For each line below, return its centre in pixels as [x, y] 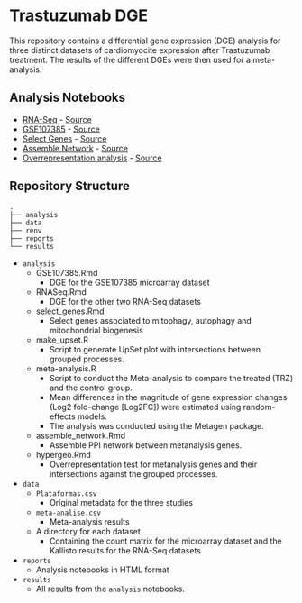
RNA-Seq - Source [57, 119]
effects [62, 416]
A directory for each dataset [88, 531]
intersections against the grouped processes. [133, 473]
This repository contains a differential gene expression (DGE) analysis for [145, 41]
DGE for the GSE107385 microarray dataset [129, 282]
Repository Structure [70, 186]
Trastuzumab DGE [79, 16]
